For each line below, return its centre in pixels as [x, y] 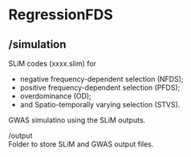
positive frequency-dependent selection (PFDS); [100, 87]
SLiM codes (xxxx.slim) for [52, 63]
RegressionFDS [61, 15]
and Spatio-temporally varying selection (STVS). [100, 105]
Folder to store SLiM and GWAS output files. [81, 144]
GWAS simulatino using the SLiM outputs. [77, 120]
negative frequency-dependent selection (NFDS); [102, 79]
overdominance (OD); [56, 96]
